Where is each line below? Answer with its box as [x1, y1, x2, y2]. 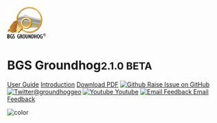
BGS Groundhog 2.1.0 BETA [7, 58, 152, 74]
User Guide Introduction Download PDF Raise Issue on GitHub [7, 80, 210, 89]
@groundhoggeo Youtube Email [33, 87, 209, 96]
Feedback [7, 95, 36, 103]
